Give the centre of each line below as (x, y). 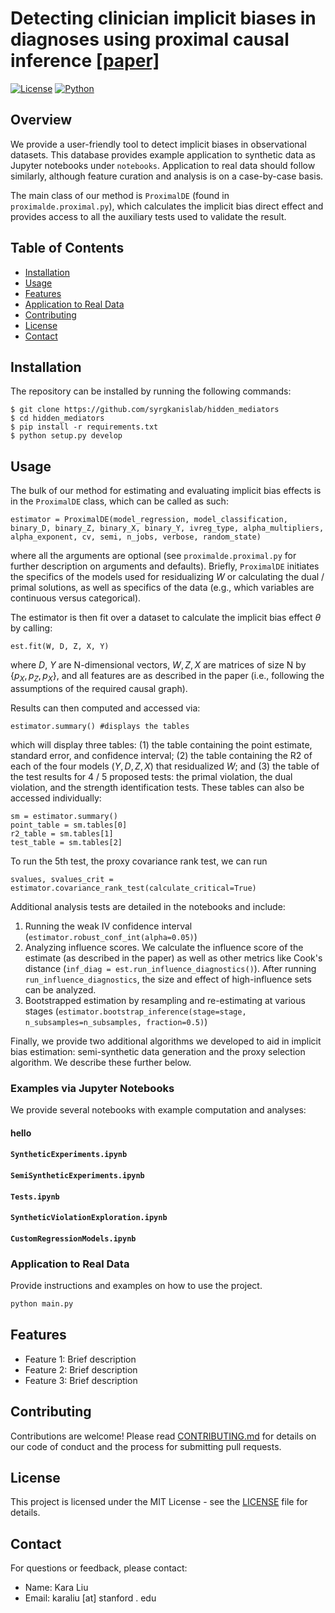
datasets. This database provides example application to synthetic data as (163, 154)
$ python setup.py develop (66, 436)
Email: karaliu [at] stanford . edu (90, 1598)
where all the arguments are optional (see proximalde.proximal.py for (153, 556)
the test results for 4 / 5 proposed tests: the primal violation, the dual (151, 776)
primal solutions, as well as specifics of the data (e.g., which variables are (162, 588)
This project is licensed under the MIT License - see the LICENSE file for (159, 1502)
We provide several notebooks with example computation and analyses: (158, 1110)
